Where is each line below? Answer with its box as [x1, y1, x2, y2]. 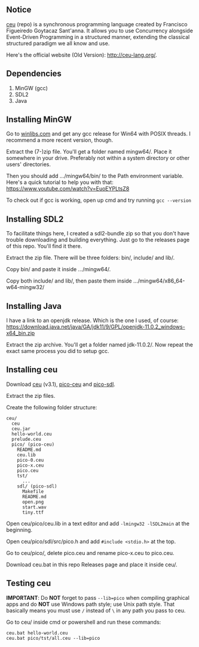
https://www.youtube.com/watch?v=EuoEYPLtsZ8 [6, 185, 130, 192]
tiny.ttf [22, 509, 44, 516]
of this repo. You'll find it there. [6, 243, 82, 250]
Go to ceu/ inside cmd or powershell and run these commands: [6, 618, 161, 625]
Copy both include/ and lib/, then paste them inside [6, 277, 133, 284]
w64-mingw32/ [6, 284, 45, 291]
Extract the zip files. [6, 392, 56, 399]
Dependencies [6, 69, 62, 79]
